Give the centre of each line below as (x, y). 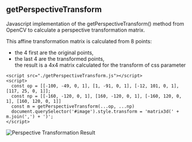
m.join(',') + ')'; (30, 116)
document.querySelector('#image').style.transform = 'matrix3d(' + (95, 111)
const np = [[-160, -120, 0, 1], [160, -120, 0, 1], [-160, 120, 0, (97, 96)
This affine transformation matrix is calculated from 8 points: (79, 41)
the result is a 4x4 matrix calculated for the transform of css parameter (100, 65)
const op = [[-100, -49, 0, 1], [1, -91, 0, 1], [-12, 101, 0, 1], (95, 86)
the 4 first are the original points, (54, 53)
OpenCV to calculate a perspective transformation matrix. (76, 30)
